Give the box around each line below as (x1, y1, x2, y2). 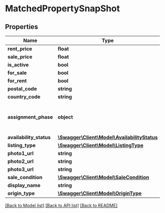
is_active (7, 61, 29, 68)
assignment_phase (7, 114, 53, 121)
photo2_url (7, 158, 34, 165)
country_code (7, 93, 41, 100)
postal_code (7, 86, 37, 92)
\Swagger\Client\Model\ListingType (57, 142, 144, 149)
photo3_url (7, 166, 34, 173)
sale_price (7, 54, 33, 60)
